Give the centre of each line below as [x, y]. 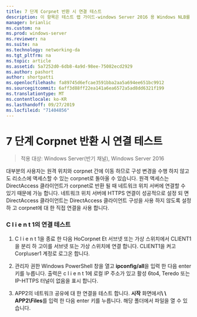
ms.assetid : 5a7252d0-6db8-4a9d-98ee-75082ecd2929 [69, 66]
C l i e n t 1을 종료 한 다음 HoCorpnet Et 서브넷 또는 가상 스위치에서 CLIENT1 [103, 239]
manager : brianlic [29, 22]
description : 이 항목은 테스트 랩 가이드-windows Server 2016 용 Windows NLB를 [98, 17]
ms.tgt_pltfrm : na [29, 55]
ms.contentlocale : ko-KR [36, 99]
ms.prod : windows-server [36, 34]
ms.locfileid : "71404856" [38, 110]
